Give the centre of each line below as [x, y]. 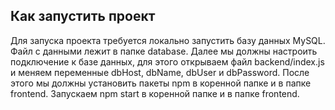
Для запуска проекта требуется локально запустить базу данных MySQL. [168, 40]
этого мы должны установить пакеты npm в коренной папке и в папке [161, 83]
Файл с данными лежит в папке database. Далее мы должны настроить [164, 51]
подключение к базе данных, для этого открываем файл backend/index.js [167, 61]
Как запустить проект [83, 16]
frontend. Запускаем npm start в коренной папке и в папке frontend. [155, 93]
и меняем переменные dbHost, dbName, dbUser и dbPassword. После [160, 72]
